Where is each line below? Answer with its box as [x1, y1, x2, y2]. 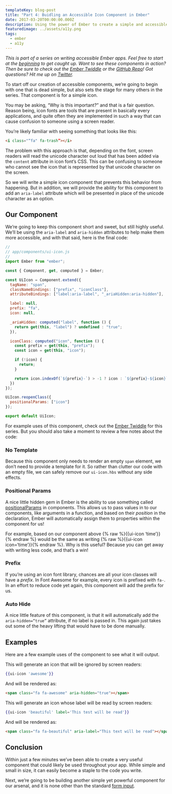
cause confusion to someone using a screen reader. [5, 118, 115, 124]
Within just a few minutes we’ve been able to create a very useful [5, 757, 143, 763]
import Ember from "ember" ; [5, 259, 66, 264]
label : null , [10, 301, 38, 306]
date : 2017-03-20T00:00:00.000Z [5, 17, 74, 22]
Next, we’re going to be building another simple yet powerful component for [5, 777, 165, 784]
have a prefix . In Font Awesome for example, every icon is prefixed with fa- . [5, 577, 165, 583]
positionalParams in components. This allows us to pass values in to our [5, 504, 157, 510]
